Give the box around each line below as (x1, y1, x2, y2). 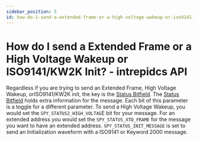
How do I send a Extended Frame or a (6, 40, 192, 53)
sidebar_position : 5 (6, 8, 57, 15)
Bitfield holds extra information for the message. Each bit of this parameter (6, 97, 188, 104)
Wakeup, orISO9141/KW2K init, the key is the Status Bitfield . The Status (6, 91, 179, 98)
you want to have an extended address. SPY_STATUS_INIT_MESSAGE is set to (6, 122, 185, 129)
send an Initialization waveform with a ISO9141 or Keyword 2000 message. (6, 129, 188, 136)
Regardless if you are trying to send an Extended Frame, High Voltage (6, 84, 176, 92)
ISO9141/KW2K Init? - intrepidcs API (6, 65, 188, 78)
